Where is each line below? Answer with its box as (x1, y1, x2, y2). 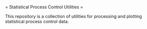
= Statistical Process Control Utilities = (5, 4, 83, 10)
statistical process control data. (5, 19, 69, 24)
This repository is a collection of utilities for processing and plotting (5, 14, 142, 19)
